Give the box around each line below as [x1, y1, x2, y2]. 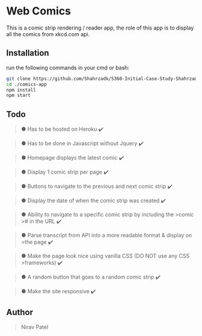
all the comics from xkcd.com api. [6, 30, 90, 37]
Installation [6, 48, 49, 58]
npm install [6, 87, 36, 93]
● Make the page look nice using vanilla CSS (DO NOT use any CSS [20, 252, 190, 260]
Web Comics [6, 4, 71, 18]
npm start [6, 92, 31, 99]
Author [6, 307, 33, 317]
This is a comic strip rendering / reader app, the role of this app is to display [6, 24, 194, 31]
